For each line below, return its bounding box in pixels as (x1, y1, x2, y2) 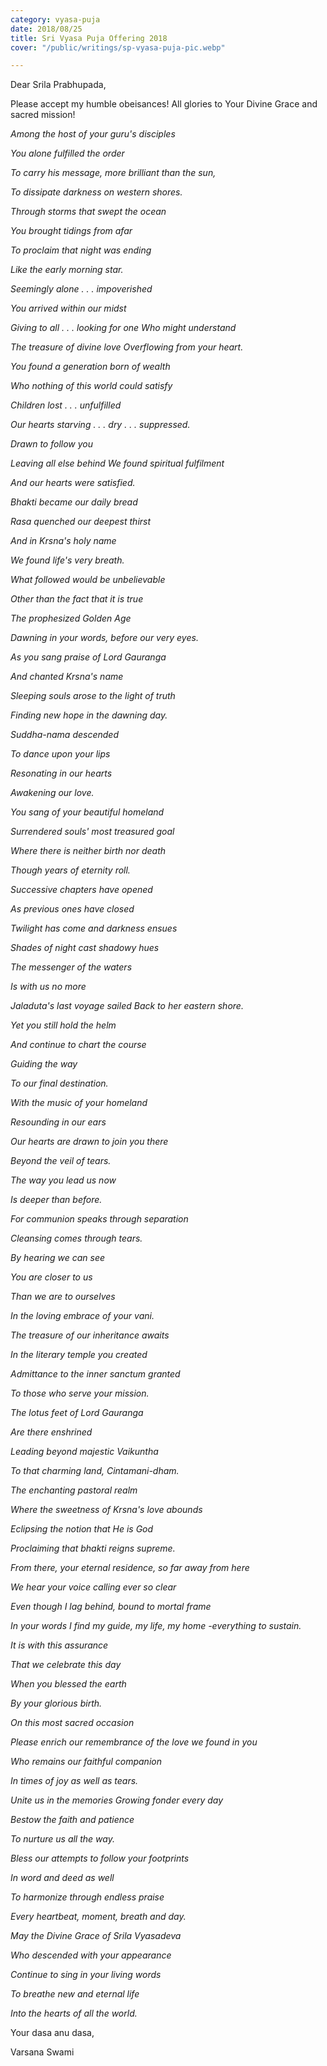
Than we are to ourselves (10, 1291, 116, 1303)
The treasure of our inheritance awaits (10, 1329, 170, 1341)
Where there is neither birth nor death (10, 845, 167, 857)
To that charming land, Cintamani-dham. (10, 1465, 180, 1477)
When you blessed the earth (10, 1678, 127, 1690)
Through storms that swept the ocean (10, 206, 167, 218)
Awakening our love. (10, 787, 95, 799)
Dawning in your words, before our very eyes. (10, 632, 199, 644)
